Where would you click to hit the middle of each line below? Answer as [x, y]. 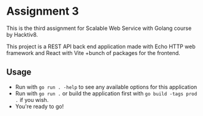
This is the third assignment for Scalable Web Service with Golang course [99, 28]
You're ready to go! [39, 106]
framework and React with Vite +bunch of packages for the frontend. [93, 53]
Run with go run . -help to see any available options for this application [106, 87]
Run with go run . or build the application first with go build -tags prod [106, 93]
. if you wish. [32, 100]
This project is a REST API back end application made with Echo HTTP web [101, 46]
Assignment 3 [43, 11]
